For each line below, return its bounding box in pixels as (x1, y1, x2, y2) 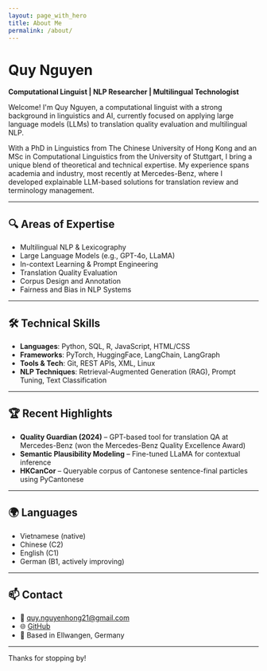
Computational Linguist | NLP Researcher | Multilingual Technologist (8, 87, 240, 96)
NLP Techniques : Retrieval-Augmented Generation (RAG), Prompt (19, 367, 236, 376)
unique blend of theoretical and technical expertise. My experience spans (8, 160, 250, 170)
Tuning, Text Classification (19, 375, 107, 385)
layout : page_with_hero (8, 11, 87, 20)
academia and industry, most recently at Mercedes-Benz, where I (8, 169, 222, 179)
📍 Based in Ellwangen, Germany (19, 630, 125, 640)
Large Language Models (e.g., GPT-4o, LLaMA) (19, 251, 176, 261)
